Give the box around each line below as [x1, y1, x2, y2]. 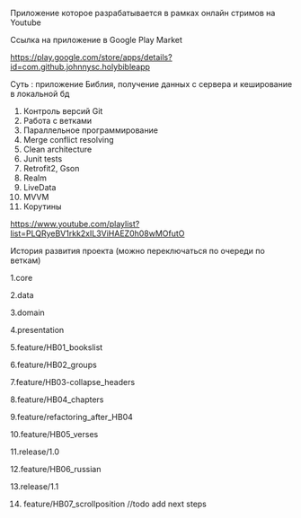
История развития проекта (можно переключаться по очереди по [10, 246, 266, 256]
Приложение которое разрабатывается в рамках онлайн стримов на [10, 8, 276, 18]
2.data [10, 290, 34, 300]
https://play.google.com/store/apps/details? [10, 52, 173, 62]
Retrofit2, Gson [22, 163, 80, 173]
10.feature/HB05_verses [10, 429, 99, 439]
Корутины [22, 201, 62, 212]
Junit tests [22, 154, 63, 164]
